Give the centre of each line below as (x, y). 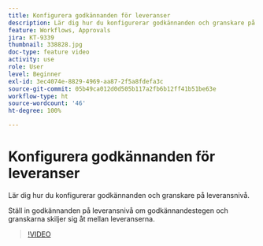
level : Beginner (35, 74)
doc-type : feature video (49, 52)
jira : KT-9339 (31, 37)
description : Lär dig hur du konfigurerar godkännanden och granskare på (132, 23)
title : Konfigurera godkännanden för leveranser (89, 15)
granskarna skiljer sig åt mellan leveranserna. (81, 218)
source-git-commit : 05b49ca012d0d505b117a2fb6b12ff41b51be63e (112, 89)
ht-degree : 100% (35, 111)
